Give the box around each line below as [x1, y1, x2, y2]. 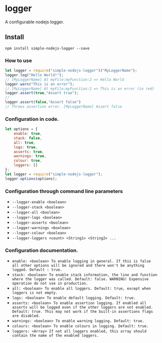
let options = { [5, 127, 38, 131]
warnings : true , [14, 154, 47, 159]
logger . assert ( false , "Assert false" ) [5, 100, 81, 105]
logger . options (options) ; [5, 176, 57, 181]
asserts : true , [14, 149, 44, 154]
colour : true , [14, 158, 42, 163]
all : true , [14, 140, 36, 145]
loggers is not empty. [12, 291, 58, 295]
